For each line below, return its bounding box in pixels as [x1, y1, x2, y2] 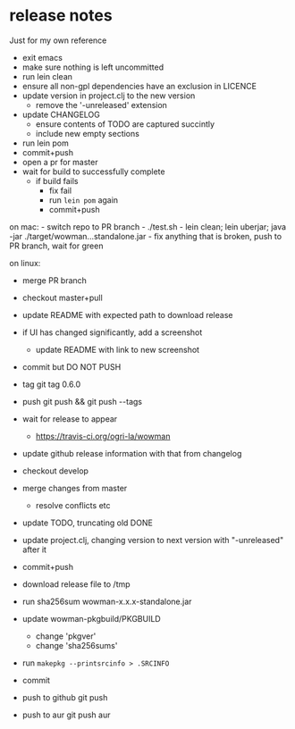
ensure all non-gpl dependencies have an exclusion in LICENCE [21, 80, 257, 91]
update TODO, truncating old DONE [21, 517, 154, 528]
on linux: [9, 257, 41, 268]
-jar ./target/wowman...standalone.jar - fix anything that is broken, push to [9, 230, 282, 241]
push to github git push [21, 691, 108, 702]
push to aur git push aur [21, 709, 111, 720]
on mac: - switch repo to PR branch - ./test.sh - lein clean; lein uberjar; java [9, 221, 287, 232]
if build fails [35, 175, 79, 186]
